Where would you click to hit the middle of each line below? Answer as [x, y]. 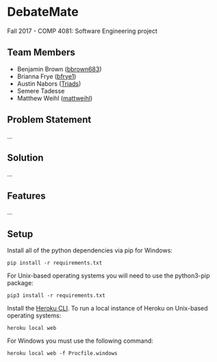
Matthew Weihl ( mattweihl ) [55, 98]
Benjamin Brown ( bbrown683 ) [59, 69]
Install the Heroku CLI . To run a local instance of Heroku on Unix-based [107, 308]
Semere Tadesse [41, 90]
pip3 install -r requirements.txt [56, 295]
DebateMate [43, 12]
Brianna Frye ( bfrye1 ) [47, 76]
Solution [25, 157]
